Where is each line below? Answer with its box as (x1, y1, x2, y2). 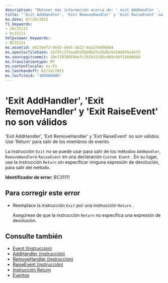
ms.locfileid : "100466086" (5, 73, 62, 78)
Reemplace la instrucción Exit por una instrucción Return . (12, 202, 134, 208)
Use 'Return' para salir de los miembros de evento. (5, 138, 111, 145)
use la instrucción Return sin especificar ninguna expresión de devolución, (5, 159, 159, 165)
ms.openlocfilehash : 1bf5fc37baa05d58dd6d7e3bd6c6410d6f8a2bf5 (5, 50, 141, 55)
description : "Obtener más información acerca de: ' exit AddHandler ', (5, 7, 161, 13)
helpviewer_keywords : (5, 36, 51, 41)
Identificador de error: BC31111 (5, 174, 70, 180)
